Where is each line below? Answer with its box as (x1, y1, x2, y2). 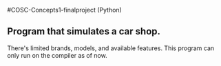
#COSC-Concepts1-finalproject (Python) (7, 6, 122, 14)
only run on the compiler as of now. (7, 51, 108, 59)
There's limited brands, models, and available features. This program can (7, 44, 215, 52)
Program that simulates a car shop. (7, 25, 160, 37)
